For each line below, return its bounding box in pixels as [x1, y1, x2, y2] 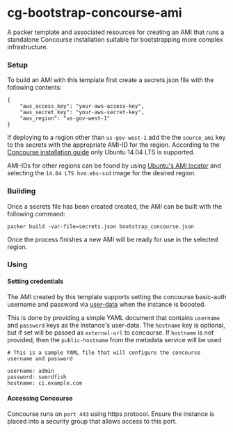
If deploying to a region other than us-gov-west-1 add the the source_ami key [7, 134, 226, 142]
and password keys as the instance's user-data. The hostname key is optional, [7, 321, 225, 329]
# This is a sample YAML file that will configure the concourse [7, 349, 200, 356]
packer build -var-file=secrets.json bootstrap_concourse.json [7, 223, 195, 230]
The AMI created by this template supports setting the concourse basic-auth [7, 292, 227, 301]
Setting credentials [7, 277, 64, 286]
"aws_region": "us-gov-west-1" [19, 115, 111, 122]
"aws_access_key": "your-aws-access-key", [19, 103, 145, 110]
